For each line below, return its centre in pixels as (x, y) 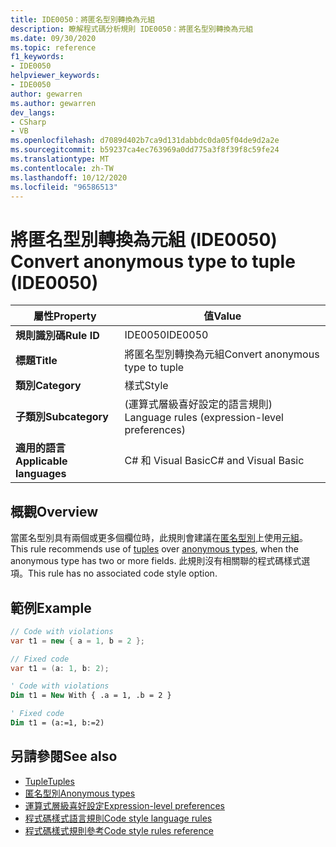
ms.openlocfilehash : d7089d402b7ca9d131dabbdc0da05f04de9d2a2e (145, 141)
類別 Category (48, 386)
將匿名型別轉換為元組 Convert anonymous (222, 354)
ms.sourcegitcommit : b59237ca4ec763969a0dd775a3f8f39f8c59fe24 (145, 150)
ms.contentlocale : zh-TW (62, 168)
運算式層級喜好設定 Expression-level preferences (124, 805)
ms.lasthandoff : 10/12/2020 (69, 177)
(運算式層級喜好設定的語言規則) (198, 404)
